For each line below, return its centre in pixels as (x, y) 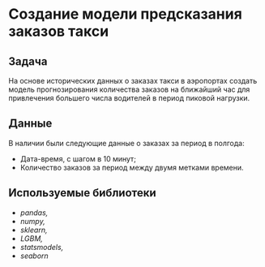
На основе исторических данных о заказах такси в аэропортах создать (133, 81)
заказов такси (59, 31)
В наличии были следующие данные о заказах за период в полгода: (126, 143)
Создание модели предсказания (126, 14)
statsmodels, (42, 247)
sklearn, (34, 230)
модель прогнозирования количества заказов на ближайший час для (129, 89)
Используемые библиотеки (82, 193)
